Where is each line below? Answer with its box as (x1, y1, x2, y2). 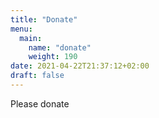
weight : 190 (28, 52, 78, 62)
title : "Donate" (10, 14, 78, 25)
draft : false (10, 71, 65, 81)
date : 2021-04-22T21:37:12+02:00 (10, 61, 150, 71)
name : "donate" (28, 42, 92, 53)
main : (19, 33, 43, 43)
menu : (10, 24, 33, 34)
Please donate (10, 97, 70, 110)
